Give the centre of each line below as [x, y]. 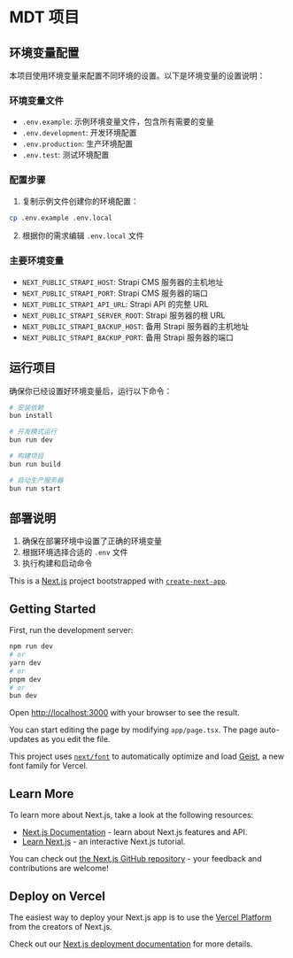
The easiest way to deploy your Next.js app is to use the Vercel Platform [141, 917]
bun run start [35, 488]
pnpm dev [25, 679]
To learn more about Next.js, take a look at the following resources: [131, 815]
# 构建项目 [27, 456]
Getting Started [53, 609]
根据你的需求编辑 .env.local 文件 [83, 236]
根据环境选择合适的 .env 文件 [75, 552]
